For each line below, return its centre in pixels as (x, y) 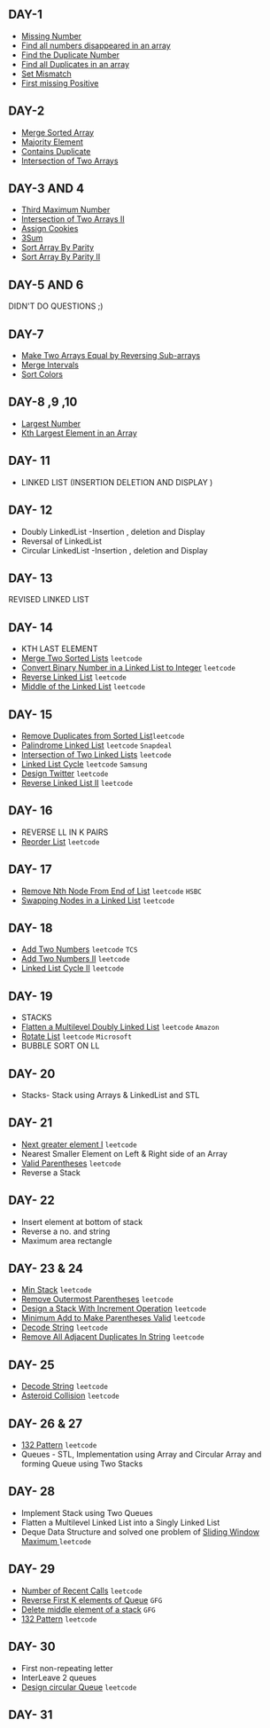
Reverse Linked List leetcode (74, 677)
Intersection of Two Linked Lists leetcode (96, 754)
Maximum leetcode (56, 1541)
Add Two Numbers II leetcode (75, 959)
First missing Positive (60, 82)
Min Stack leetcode (56, 1290)
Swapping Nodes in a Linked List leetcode (97, 900)
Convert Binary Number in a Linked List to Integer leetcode (128, 668)
